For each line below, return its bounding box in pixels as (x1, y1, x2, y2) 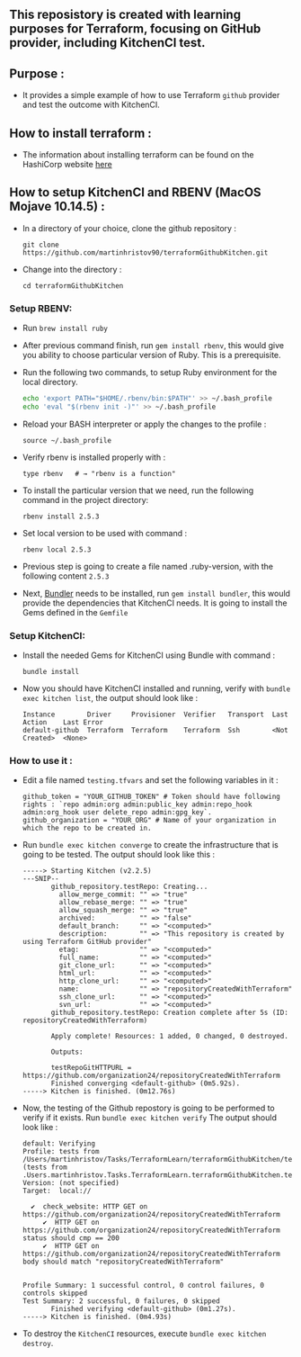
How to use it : (9, 755, 74, 768)
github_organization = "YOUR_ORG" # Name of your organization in (22, 816, 277, 825)
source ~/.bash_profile (22, 436, 112, 445)
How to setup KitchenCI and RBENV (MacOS (9, 184, 262, 201)
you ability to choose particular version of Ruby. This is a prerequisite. (22, 350, 281, 361)
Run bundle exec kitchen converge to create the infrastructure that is (22, 840, 279, 850)
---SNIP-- (22, 875, 60, 884)
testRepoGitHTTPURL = (50, 1064, 132, 1073)
